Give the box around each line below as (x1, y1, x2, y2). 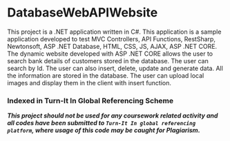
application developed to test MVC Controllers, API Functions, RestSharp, (7, 34, 216, 43)
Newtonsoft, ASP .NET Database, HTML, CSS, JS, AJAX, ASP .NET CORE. (7, 42, 218, 50)
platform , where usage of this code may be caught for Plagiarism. (7, 126, 200, 135)
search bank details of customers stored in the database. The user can (7, 56, 209, 65)
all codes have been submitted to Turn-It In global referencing (7, 119, 196, 127)
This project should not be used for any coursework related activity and (7, 111, 218, 120)
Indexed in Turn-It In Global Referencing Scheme (7, 96, 174, 105)
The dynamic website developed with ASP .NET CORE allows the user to (7, 50, 213, 58)
